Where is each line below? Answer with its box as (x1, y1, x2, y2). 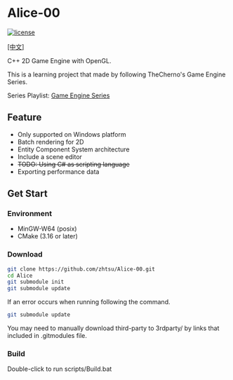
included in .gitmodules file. (7, 332, 88, 340)
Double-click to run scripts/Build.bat (7, 365, 112, 373)
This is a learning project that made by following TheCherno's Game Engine (7, 70, 226, 79)
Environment (7, 209, 53, 219)
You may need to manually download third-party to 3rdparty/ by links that (7, 324, 220, 332)
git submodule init (7, 278, 65, 285)
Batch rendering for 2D (17, 137, 84, 146)
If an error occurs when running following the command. (7, 298, 171, 306)
